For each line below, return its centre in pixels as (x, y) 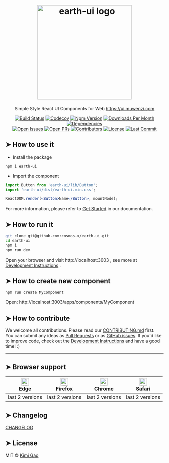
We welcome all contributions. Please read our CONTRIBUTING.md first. (80, 330)
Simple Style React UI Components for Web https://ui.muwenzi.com (84, 108)
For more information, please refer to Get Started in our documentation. (79, 209)
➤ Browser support (36, 367)
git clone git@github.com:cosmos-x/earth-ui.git (57, 236)
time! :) (13, 346)
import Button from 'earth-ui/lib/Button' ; (52, 185)
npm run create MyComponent (35, 293)
